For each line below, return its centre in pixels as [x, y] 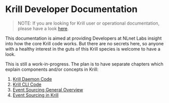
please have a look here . [43, 28]
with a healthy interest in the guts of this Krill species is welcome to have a [83, 49]
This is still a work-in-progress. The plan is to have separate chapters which [84, 64]
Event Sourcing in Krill [36, 95]
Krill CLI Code [27, 84]
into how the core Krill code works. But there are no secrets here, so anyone [85, 43]
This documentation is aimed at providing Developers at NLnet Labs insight [83, 38]
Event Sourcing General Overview [48, 89]
